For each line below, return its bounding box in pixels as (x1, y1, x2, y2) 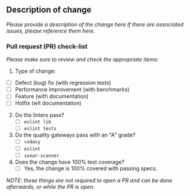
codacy (23, 139, 41, 145)
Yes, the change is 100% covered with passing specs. (23, 165, 158, 172)
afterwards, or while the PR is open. (6, 183, 95, 190)
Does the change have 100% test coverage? (14, 158, 124, 165)
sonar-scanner (23, 153, 60, 159)
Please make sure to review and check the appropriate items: (6, 56, 159, 63)
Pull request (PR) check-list (6, 42, 88, 51)
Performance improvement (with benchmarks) (14, 86, 130, 93)
